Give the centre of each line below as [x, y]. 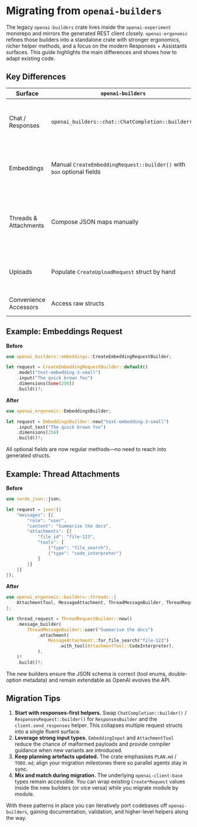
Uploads [21, 272]
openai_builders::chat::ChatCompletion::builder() [123, 121]
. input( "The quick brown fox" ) [55, 378]
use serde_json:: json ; [34, 499]
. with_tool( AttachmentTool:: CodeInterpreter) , [116, 646]
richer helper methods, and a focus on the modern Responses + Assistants [97, 46]
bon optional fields [76, 172]
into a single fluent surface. [47, 731]
